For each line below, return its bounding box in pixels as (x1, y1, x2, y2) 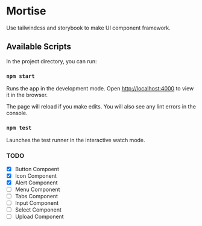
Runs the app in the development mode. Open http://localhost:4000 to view (6, 85, 194, 92)
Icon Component (14, 172, 57, 179)
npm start (6, 72, 35, 80)
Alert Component (14, 179, 58, 186)
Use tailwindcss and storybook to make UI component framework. (6, 24, 171, 31)
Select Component (14, 206, 62, 213)
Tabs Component (14, 192, 58, 199)
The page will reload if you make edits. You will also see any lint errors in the (6, 103, 196, 110)
